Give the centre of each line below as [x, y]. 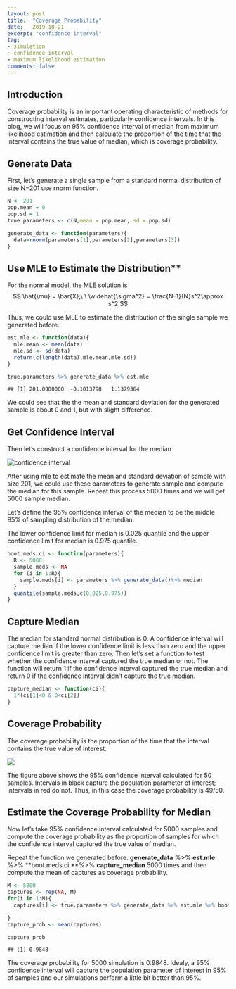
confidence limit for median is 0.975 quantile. [73, 541]
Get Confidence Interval [61, 432]
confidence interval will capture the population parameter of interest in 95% [117, 970]
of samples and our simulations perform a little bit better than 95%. [104, 978]
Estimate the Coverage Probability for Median [109, 812]
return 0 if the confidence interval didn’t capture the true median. [101, 676]
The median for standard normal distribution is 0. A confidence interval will [115, 638]
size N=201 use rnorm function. [53, 188]
